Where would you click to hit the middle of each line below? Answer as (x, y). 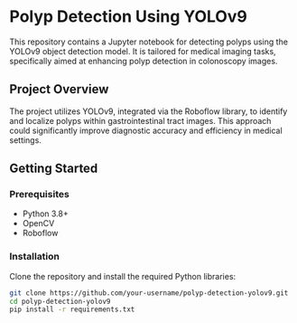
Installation (35, 257)
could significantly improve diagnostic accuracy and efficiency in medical (146, 130)
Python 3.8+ (46, 214)
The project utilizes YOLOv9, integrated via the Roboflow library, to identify (148, 111)
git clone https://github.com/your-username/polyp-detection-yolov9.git (149, 293)
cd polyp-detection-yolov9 (60, 301)
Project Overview (59, 89)
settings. (26, 140)
